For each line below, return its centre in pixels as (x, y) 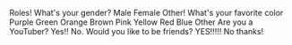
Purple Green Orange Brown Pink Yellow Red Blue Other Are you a (131, 22)
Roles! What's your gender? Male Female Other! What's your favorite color (146, 13)
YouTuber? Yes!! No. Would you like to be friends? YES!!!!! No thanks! (137, 31)
